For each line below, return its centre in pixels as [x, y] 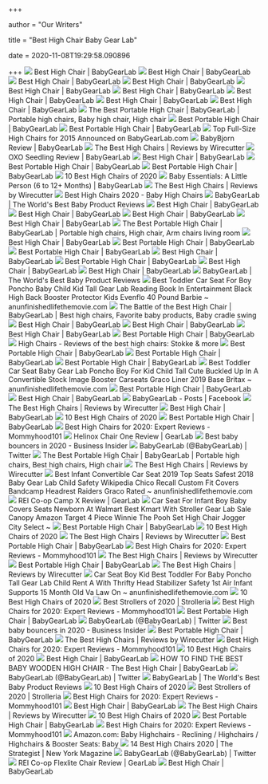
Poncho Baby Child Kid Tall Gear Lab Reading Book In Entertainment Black [130, 289]
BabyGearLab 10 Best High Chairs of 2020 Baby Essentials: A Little [128, 176]
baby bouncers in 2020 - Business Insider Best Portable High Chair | [126, 630]
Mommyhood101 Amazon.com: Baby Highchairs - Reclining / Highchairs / [133, 734]
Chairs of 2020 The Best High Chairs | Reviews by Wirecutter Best [127, 536]
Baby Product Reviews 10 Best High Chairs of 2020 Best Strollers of [130, 687]
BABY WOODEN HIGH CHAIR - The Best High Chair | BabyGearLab [118, 668]
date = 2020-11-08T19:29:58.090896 [69, 55]
